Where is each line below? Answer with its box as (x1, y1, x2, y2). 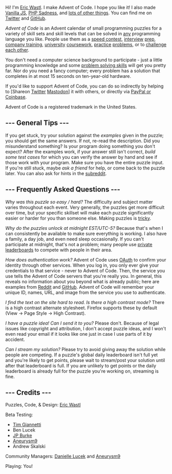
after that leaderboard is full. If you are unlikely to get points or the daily (5, 362, 157, 369)
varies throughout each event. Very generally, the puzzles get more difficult (5, 204, 165, 210)
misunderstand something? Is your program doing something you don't (5, 143, 155, 149)
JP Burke (12, 433, 32, 439)
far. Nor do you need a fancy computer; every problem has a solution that (5, 68, 160, 74)
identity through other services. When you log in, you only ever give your (5, 262, 159, 268)
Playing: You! (5, 463, 33, 469)
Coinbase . (5, 94, 27, 100)
